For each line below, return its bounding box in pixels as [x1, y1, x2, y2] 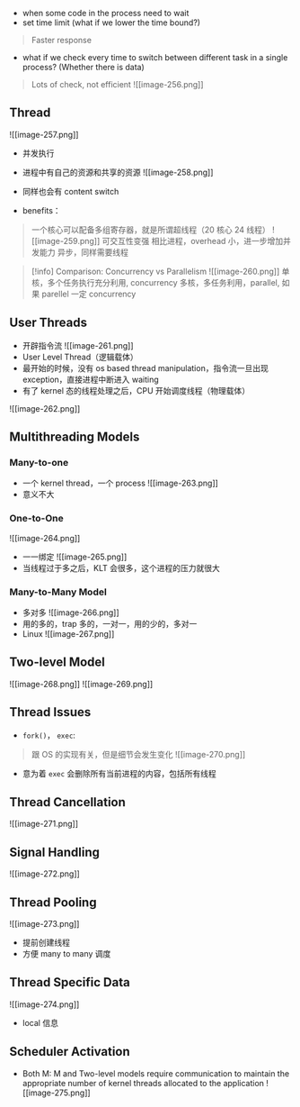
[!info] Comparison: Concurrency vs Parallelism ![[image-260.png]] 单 [31, 266, 290, 277]
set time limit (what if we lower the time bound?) [22, 17, 200, 28]
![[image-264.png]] [9, 532, 81, 543]
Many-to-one [9, 456, 69, 468]
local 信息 [22, 1017, 58, 1028]
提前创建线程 [22, 937, 70, 948]
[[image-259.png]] [31, 235, 101, 246]
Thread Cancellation [9, 794, 126, 810]
